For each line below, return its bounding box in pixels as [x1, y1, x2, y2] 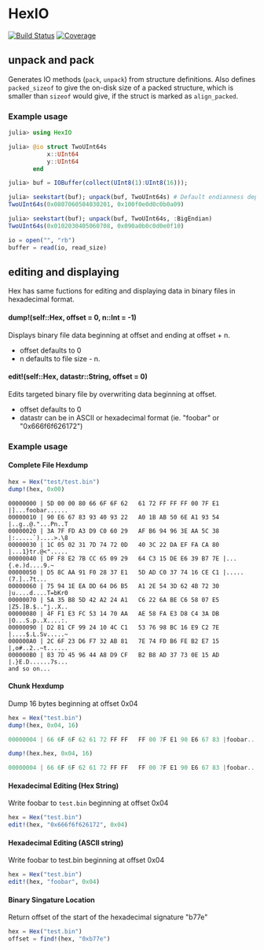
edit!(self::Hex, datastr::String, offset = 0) [8, 371, 148, 382]
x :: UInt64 [46, 150, 79, 158]
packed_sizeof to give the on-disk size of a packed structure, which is [8, 83, 234, 92]
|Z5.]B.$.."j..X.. [8, 603, 68, 611]
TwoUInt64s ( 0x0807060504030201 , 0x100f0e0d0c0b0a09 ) [8, 201, 185, 209]
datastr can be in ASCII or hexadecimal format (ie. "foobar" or [19, 412, 220, 422]
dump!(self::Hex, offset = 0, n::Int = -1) [8, 312, 137, 322]
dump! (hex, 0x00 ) [8, 485, 65, 493]
